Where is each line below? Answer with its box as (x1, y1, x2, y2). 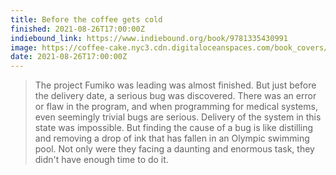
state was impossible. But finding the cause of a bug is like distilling (34, 122, 314, 134)
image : (10, 42, 38, 53)
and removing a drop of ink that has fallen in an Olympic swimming (34, 132, 310, 145)
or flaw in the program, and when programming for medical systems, (34, 101, 318, 113)
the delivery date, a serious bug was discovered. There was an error (34, 90, 317, 102)
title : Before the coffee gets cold (10, 14, 163, 25)
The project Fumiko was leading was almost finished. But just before (34, 79, 317, 91)
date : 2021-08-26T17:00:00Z (10, 52, 128, 62)
